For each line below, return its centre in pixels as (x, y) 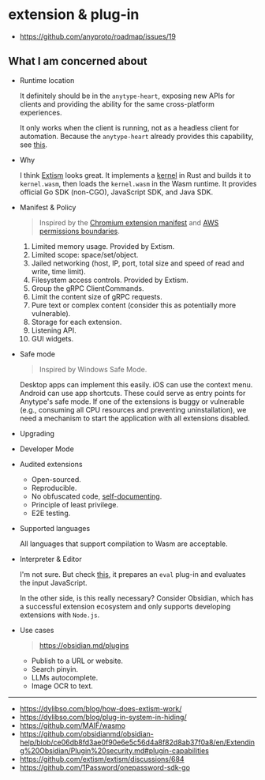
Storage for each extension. (77, 322)
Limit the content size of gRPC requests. (97, 296)
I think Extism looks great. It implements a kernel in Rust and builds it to (135, 175)
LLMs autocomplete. (65, 677)
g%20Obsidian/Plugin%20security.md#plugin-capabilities (114, 750)
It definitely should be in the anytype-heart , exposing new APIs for (127, 96)
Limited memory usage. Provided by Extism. (103, 246)
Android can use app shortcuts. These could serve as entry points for (132, 393)
